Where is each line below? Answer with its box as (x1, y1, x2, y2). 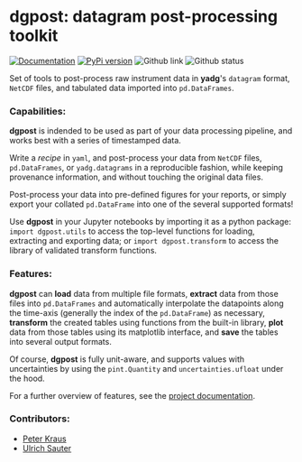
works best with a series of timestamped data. (9, 135, 182, 146)
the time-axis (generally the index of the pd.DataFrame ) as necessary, (9, 307, 266, 318)
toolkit (9, 25, 59, 46)
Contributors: (9, 412, 70, 425)
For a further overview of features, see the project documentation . (9, 390, 255, 401)
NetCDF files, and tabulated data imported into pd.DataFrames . (9, 82, 234, 93)
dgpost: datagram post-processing (9, 6, 278, 27)
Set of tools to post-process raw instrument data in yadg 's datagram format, (9, 72, 290, 83)
